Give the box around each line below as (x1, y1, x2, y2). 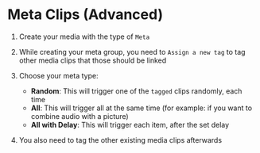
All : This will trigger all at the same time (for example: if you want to (30, 103, 252, 113)
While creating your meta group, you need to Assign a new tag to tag (18, 47, 246, 56)
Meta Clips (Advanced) (7, 6, 164, 24)
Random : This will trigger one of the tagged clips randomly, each (30, 86, 243, 96)
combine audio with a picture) (30, 111, 129, 120)
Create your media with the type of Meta (18, 32, 150, 41)
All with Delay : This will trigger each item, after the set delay (30, 120, 230, 129)
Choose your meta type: (18, 71, 99, 80)
